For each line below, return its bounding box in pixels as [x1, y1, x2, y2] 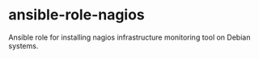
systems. [8, 40, 39, 50]
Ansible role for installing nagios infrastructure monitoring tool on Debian [8, 32, 251, 42]
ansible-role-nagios [8, 6, 146, 24]
